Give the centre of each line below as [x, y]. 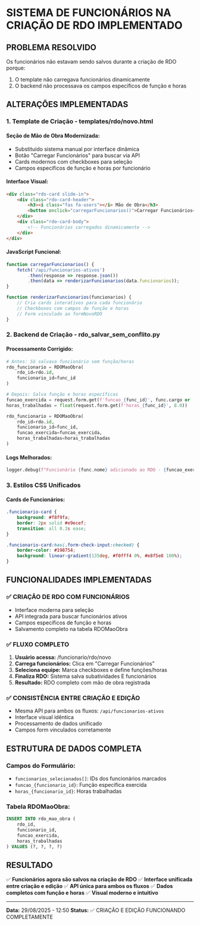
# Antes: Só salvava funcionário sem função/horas [70, 361]
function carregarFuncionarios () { [50, 264]
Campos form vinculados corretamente [63, 730]
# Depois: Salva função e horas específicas [62, 395]
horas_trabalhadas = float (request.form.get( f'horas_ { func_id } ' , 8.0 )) [97, 405]
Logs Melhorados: [29, 457]
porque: [16, 68]
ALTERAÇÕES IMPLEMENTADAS [67, 104]
